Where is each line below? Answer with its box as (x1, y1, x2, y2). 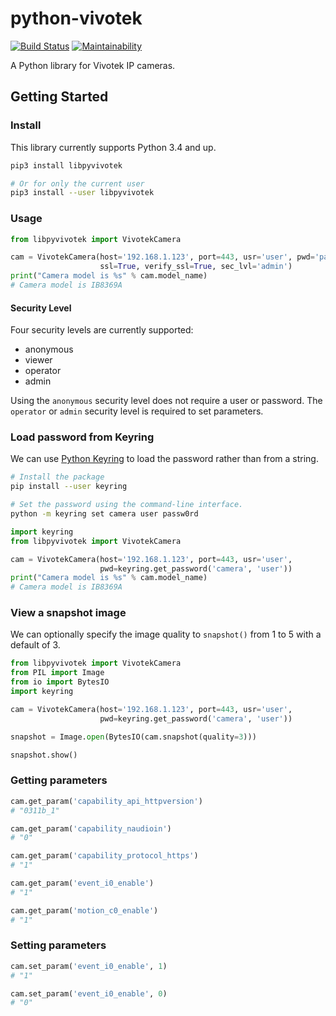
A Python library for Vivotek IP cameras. (10, 59, 176, 71)
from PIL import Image (10, 668, 105, 678)
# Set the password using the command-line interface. (10, 500, 244, 510)
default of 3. (10, 639, 61, 651)
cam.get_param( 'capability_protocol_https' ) (10, 851, 199, 861)
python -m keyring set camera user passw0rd (10, 509, 199, 519)
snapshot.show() (10, 750, 78, 760)
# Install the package (10, 472, 105, 482)
